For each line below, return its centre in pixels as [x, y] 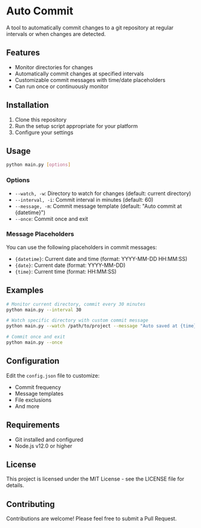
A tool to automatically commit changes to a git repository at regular [90, 28]
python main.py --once [34, 342]
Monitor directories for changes [54, 67]
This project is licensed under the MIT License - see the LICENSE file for [95, 479]
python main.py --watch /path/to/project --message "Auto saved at [92, 326]
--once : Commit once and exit [51, 219]
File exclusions [33, 400]
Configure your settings [44, 132]
